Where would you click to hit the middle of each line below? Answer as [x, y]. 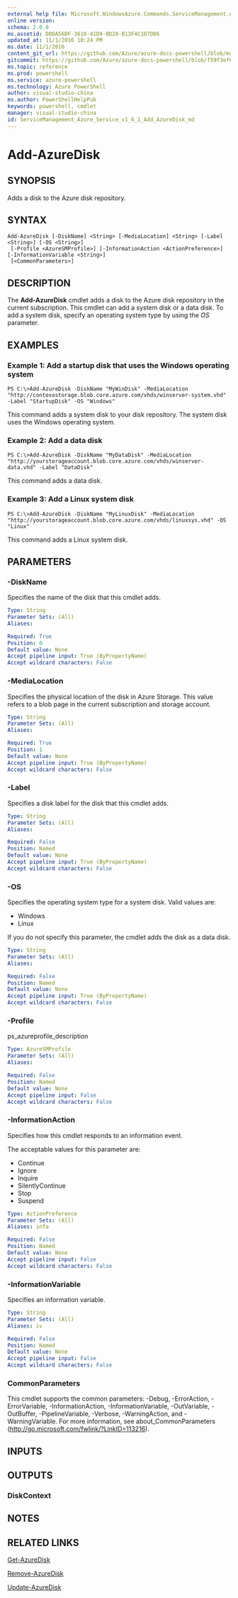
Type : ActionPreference [42, 1214]
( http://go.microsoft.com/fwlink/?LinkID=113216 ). [79, 1429]
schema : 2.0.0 [28, 27]
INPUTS [25, 1451]
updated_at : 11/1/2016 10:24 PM [55, 40]
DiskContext [29, 1495]
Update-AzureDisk [34, 1587]
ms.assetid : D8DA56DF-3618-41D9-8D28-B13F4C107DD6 [84, 34]
